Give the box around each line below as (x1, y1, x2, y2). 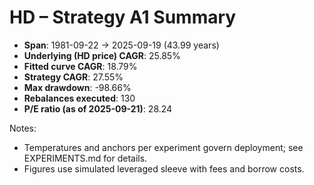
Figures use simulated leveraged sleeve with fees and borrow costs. (23, 162, 305, 175)
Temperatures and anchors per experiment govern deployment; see (23, 141, 304, 153)
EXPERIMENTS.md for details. (23, 152, 148, 164)
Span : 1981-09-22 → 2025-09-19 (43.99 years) (23, 39, 220, 51)
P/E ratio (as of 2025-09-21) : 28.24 (23, 102, 173, 115)
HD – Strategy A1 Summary (9, 6, 237, 29)
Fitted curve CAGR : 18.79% (23, 60, 138, 72)
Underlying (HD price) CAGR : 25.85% (23, 49, 181, 61)
